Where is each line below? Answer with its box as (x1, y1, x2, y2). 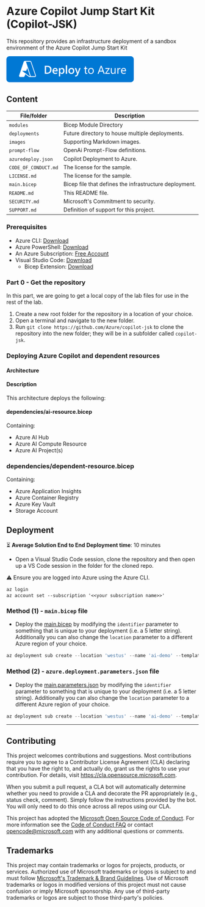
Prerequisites (6, 223, 47, 232)
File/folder (20, 112, 48, 120)
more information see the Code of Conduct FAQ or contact (6, 821, 154, 829)
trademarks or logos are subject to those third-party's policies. (6, 894, 164, 901)
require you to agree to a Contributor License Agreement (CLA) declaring (6, 758, 190, 766)
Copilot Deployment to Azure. (63, 155, 138, 163)
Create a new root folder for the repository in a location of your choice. (15, 310, 193, 318)
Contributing (6, 735, 56, 746)
